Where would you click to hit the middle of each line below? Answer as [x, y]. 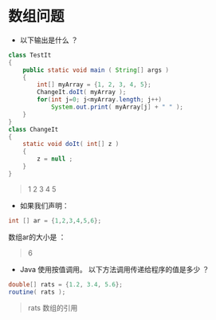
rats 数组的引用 [53, 308]
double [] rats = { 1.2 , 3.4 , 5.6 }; [66, 284]
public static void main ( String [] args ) [96, 70]
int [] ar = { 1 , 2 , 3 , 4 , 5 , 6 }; [55, 220]
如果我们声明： [44, 205]
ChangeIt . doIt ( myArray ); [82, 93]
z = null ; [55, 159]
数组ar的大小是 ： [37, 237]
